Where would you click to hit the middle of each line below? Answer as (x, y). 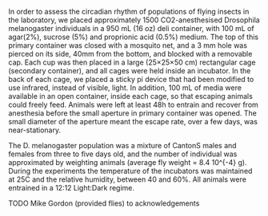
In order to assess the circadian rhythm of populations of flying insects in (129, 12)
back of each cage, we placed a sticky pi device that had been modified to (131, 79)
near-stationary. (35, 130)
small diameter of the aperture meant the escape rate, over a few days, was (133, 122)
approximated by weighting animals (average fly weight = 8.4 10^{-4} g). (128, 162)
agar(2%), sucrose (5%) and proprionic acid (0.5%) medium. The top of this (133, 37)
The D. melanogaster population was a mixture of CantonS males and (123, 145)
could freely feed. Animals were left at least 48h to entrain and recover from (133, 104)
